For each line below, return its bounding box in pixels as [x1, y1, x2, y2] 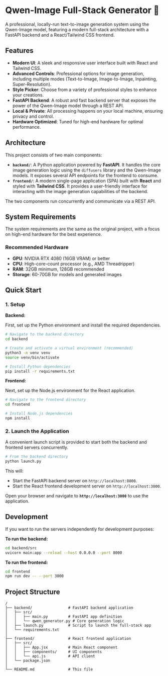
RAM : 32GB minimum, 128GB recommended [12, 266, 104, 272]
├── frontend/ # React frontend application [5, 636, 131, 641]
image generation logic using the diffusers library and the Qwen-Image [12, 167, 161, 173]
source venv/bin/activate [5, 355, 59, 360]
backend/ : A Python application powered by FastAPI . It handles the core [12, 161, 160, 167]
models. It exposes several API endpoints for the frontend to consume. [12, 172, 159, 178]
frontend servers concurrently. [5, 445, 69, 451]
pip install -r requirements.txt [5, 369, 75, 374]
